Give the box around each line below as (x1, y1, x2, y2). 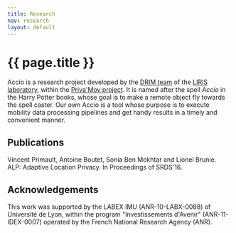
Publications (7, 136, 65, 148)
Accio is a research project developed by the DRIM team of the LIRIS (7, 78, 208, 86)
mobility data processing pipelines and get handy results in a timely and (7, 108, 218, 117)
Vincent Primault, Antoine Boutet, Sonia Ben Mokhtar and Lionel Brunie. (7, 155, 217, 164)
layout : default (7, 24, 55, 31)
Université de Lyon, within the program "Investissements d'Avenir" (7, 209, 201, 218)
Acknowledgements (7, 183, 99, 196)
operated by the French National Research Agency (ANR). (43, 217, 213, 226)
